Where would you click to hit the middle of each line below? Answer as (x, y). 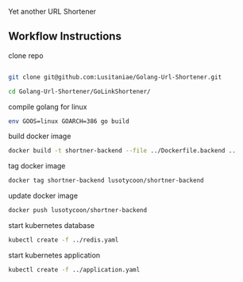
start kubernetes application (54, 255)
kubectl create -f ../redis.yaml (64, 240)
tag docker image (37, 166)
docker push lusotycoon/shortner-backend (78, 211)
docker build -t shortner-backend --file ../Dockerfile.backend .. (122, 151)
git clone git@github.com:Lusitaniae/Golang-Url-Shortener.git (115, 77)
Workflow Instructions (65, 36)
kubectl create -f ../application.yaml (74, 269)
